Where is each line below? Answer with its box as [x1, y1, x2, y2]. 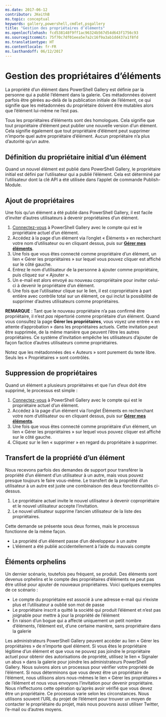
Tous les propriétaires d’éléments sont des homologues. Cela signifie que [5, 117, 155, 123]
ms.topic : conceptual [5, 16, 50, 21]
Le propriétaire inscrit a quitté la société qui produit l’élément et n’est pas [12, 607, 161, 613]
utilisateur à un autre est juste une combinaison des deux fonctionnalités [5, 482, 153, 488]
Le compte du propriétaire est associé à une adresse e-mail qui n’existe [12, 596, 159, 602]
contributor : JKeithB [5, 12, 50, 17]
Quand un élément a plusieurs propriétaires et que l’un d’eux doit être [5, 382, 147, 388]
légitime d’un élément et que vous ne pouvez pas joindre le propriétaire [5, 648, 151, 654]
